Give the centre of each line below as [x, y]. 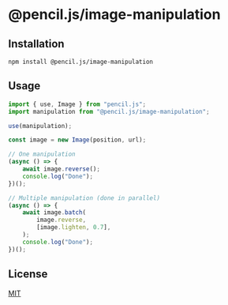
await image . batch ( [54, 213]
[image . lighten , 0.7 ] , [74, 228]
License [28, 274]
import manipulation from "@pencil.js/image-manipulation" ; [109, 111]
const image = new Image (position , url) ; [77, 140]
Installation [36, 44]
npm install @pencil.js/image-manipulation [81, 62]
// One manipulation [42, 154]
